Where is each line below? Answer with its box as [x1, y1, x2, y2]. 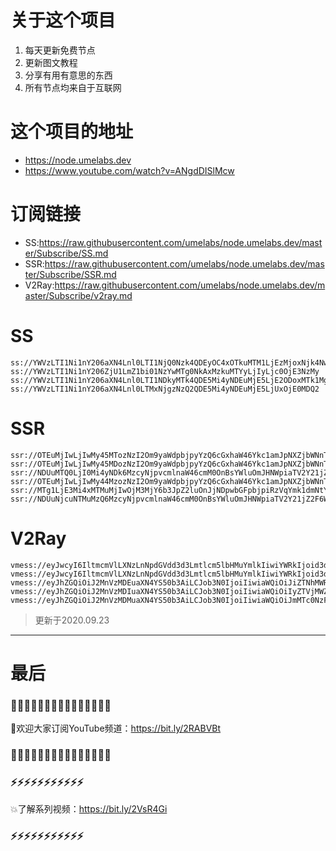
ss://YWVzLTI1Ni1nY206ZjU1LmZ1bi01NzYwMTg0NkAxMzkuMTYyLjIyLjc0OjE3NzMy [10, 366, 320, 376]
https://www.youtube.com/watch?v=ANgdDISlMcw [24, 164, 235, 176]
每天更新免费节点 [24, 44, 96, 56]
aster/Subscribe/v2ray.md [24, 289, 133, 301]
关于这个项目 [10, 9, 117, 32]
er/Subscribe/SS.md [24, 247, 109, 259]
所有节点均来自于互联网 [24, 81, 122, 93]
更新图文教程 [24, 56, 78, 68]
